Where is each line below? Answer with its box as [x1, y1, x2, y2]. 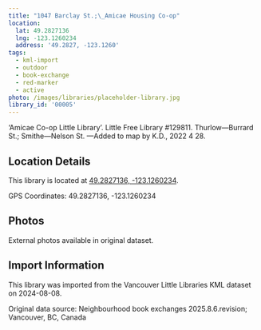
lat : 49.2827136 [15, 26, 69, 34]
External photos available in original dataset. [8, 235, 154, 245]
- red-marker [15, 78, 59, 86]
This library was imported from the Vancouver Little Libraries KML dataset [8, 280, 251, 289]
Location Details [8, 154, 91, 168]
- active [15, 85, 45, 94]
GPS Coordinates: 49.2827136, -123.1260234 [8, 191, 156, 201]
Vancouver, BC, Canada [8, 312, 86, 322]
